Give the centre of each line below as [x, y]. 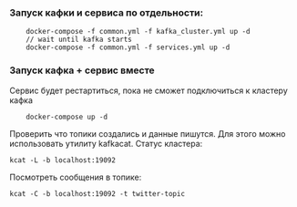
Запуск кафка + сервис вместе [82, 70]
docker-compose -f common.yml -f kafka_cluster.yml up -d [138, 32]
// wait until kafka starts [79, 40]
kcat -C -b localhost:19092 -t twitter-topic [97, 193]
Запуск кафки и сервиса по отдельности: [106, 13]
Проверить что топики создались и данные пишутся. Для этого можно [148, 133]
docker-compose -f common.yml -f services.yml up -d [128, 47]
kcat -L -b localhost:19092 [63, 160]
